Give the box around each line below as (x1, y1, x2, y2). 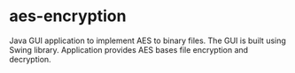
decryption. (9, 54, 51, 64)
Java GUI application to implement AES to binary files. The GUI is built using (9, 35, 286, 46)
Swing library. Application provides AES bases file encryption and (9, 44, 249, 55)
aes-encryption (9, 6, 127, 26)
